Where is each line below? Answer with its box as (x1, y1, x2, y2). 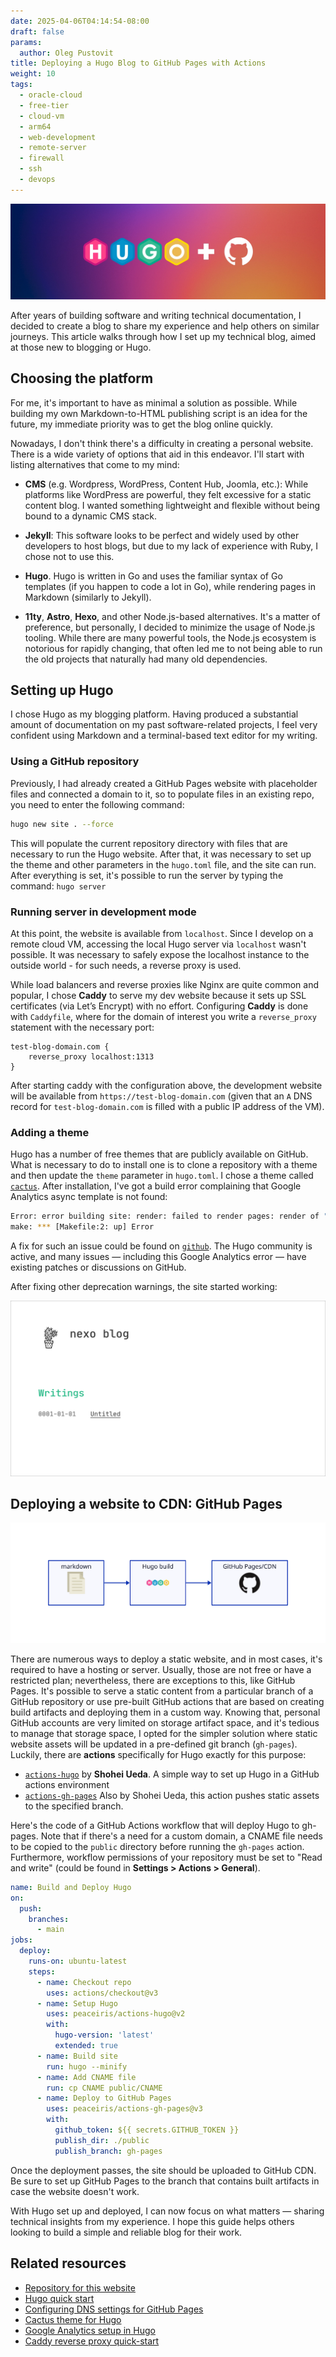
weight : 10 (10, 69, 56, 79)
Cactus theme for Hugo (24, 2313, 122, 2325)
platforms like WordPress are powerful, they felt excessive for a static (24, 488, 312, 500)
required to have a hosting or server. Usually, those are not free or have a (10, 1663, 312, 1675)
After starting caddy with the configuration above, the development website (10, 1079, 323, 1091)
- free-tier (19, 100, 70, 110)
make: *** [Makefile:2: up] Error (10, 1222, 155, 1232)
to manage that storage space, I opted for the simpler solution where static (10, 1727, 318, 1739)
